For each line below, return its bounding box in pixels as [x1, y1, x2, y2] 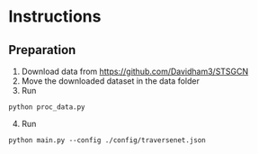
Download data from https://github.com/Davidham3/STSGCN [21, 66, 249, 77]
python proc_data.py [8, 103, 86, 112]
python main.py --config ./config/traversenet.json [8, 136, 206, 145]
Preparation [8, 42, 76, 58]
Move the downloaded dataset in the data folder [21, 76, 200, 86]
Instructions [8, 6, 102, 27]
